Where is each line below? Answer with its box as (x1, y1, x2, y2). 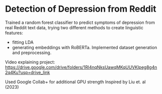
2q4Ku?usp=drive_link (5, 69, 50, 75)
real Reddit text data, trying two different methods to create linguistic (5, 24, 143, 30)
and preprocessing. (12, 50, 52, 56)
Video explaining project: (5, 59, 55, 65)
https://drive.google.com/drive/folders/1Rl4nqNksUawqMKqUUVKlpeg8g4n (5, 64, 158, 70)
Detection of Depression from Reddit (5, 3, 157, 15)
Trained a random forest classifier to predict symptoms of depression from (5, 19, 155, 25)
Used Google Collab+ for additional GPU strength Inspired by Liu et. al (5, 79, 146, 85)
